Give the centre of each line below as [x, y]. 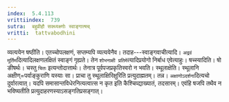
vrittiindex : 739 [34, 20]
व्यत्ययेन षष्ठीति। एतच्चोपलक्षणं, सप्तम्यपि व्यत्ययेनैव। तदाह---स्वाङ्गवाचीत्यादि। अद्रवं [100, 52]
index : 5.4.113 [30, 13]
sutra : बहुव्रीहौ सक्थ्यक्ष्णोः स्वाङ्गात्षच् [48, 26]
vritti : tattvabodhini [42, 33]
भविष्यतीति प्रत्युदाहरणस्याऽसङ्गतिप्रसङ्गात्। [55, 91]
